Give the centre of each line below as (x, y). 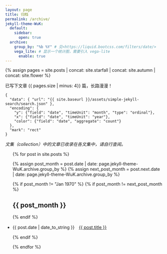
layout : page (19, 10)
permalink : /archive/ (28, 19)
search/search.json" (27, 104)
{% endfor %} (27, 247)
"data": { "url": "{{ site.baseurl (47, 100)
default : (19, 28)
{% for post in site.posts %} (41, 154)
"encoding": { (24, 108)
